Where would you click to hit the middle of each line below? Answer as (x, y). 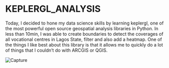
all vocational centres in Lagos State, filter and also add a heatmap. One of (84, 39)
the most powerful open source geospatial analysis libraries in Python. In (82, 28)
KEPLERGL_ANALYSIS (53, 9)
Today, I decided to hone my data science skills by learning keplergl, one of (84, 23)
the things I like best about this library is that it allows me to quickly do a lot (84, 44)
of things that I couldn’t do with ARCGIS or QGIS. (56, 50)
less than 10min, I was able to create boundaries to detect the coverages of (84, 34)
